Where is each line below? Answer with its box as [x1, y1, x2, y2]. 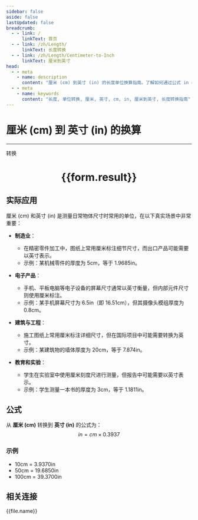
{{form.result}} [61, 170, 137, 184]
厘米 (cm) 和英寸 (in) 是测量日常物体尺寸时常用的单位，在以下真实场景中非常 [6, 212, 192, 219]
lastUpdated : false [6, 19, 54, 25]
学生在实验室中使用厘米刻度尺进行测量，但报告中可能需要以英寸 [23, 371, 179, 378]
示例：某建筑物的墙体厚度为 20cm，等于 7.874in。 [23, 346, 146, 353]
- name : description [16, 74, 67, 80]
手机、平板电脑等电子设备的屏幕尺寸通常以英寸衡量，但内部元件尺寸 [23, 284, 189, 292]
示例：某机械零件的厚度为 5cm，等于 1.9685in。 [23, 259, 140, 266]
